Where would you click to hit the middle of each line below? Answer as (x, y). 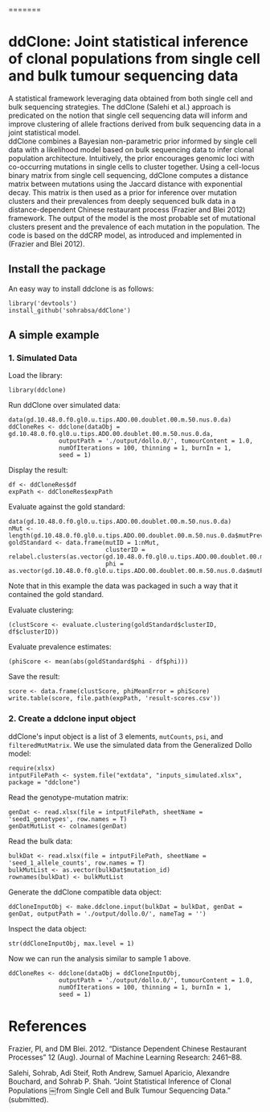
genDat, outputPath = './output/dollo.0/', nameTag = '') (107, 914)
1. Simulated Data (43, 358)
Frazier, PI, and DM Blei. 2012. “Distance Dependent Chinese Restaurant (127, 1048)
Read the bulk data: (41, 841)
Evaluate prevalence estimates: (60, 647)
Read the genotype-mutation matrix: (68, 797)
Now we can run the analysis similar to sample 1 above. (100, 958)
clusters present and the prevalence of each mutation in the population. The (134, 226)
